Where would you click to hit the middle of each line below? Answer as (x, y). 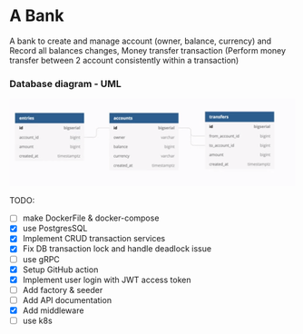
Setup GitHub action (60, 270)
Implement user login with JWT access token (107, 280)
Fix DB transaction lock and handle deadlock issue (117, 249)
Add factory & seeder (63, 290)
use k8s (37, 320)
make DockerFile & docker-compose (91, 218)
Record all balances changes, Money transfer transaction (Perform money (148, 50)
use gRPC (41, 259)
